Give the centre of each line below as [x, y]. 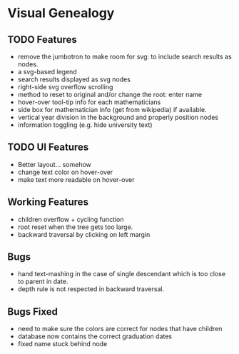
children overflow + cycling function [71, 219]
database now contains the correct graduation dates [95, 336]
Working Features [48, 202]
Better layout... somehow [54, 164]
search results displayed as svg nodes [74, 79]
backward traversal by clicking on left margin [84, 234]
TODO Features [42, 40]
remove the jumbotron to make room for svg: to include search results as [124, 56]
